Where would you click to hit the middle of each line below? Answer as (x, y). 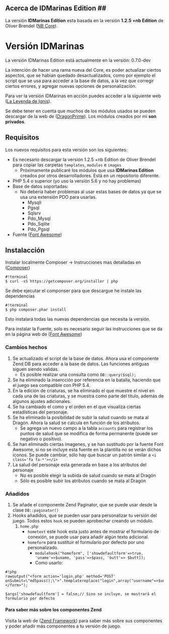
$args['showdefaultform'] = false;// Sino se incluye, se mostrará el (81, 594)
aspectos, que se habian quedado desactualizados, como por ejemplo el (80, 75)
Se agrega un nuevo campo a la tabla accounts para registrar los (87, 428)
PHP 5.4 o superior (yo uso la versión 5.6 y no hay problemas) (77, 181)
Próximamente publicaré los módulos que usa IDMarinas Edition (87, 170)
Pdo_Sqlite (38, 223)
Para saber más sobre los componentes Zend (54, 609)
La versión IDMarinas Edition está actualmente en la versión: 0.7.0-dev (78, 60)
